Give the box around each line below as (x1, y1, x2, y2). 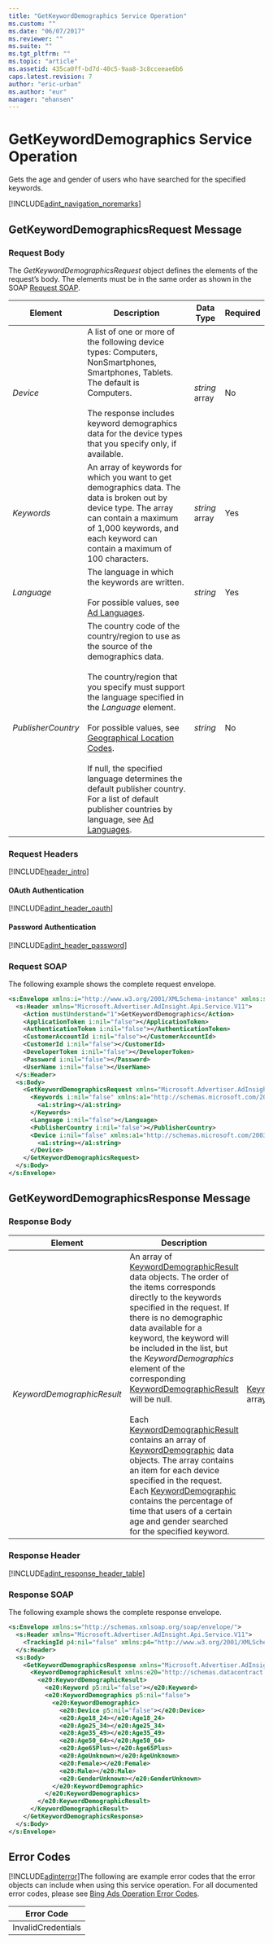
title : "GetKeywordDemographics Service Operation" (8, 11, 187, 20)
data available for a (129, 1322, 202, 1333)
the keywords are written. (87, 576, 184, 587)
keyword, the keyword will (129, 1332, 229, 1344)
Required (224, 307, 261, 318)
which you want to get (87, 472, 172, 483)
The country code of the (87, 620, 180, 631)
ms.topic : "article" (8, 58, 79, 66)
